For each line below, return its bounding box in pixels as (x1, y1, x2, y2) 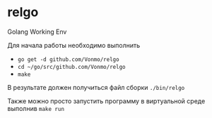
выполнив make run (7, 104, 65, 112)
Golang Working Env (7, 27, 67, 36)
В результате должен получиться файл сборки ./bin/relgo (7, 83, 185, 91)
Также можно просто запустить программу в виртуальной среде (7, 96, 206, 105)
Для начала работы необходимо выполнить (7, 41, 141, 49)
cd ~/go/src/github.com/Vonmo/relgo (17, 63, 126, 70)
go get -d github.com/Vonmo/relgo (17, 55, 119, 63)
